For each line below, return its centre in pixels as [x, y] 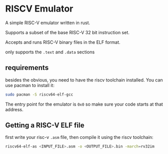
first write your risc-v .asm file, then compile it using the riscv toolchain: [79, 137]
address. [14, 109]
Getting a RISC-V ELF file [45, 126]
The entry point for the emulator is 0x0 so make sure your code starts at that [84, 104]
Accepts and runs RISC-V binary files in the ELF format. [63, 42]
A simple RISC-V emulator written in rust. [48, 23]
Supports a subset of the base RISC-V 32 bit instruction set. [67, 32]
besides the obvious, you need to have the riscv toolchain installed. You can [84, 80]
